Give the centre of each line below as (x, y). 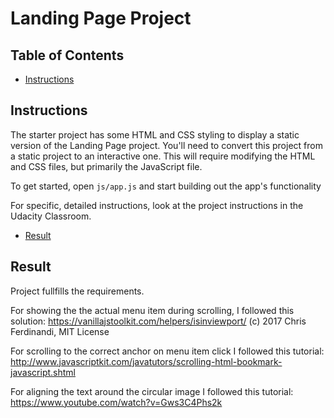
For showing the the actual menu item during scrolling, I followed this (152, 310)
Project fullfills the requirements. (77, 291)
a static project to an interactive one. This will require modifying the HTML (163, 156)
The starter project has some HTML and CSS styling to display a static (155, 134)
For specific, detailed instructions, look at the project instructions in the (157, 205)
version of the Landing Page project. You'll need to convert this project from (166, 145)
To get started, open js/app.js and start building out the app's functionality (166, 186)
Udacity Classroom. (51, 216)
